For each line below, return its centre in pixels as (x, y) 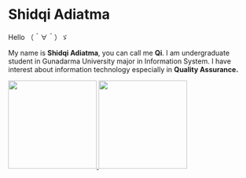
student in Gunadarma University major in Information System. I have (120, 61)
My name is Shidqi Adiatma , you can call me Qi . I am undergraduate (119, 53)
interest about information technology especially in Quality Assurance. (123, 69)
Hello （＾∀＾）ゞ (38, 37)
